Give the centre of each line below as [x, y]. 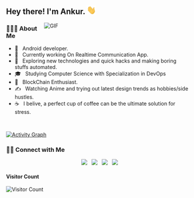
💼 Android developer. [41, 48]
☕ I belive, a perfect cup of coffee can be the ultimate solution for [95, 103]
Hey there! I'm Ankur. [46, 12]
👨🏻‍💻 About [22, 28]
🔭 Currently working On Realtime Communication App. [82, 54]
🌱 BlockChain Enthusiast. [46, 82]
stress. [22, 112]
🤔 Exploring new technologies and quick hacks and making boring [96, 61]
